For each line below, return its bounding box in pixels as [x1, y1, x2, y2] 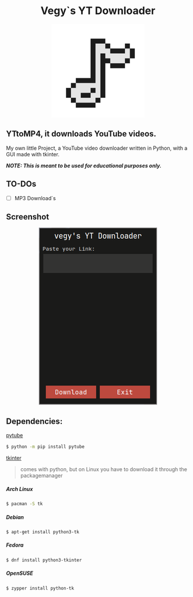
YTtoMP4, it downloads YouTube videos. [6, 129, 156, 139]
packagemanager [20, 472, 63, 479]
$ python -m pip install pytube [6, 444, 85, 450]
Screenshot [6, 212, 50, 222]
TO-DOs [6, 179, 37, 189]
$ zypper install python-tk [6, 585, 75, 591]
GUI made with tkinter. [6, 150, 59, 157]
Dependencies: [6, 416, 63, 426]
